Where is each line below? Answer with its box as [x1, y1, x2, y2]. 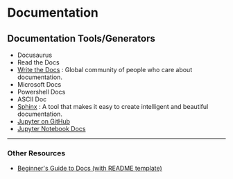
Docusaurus [17, 51, 53, 59]
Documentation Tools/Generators [7, 33, 156, 44]
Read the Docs [17, 58, 60, 67]
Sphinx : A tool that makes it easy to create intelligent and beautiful [17, 103, 209, 110]
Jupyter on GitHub [17, 117, 71, 126]
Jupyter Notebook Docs [17, 125, 86, 133]
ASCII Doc [17, 95, 47, 103]
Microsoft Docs [17, 80, 62, 88]
